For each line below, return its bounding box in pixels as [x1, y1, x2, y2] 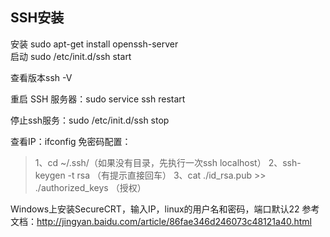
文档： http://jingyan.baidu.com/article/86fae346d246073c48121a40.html [10, 215, 312, 227]
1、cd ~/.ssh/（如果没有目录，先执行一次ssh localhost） [34, 156, 267, 168]
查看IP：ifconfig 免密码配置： [10, 135, 132, 147]
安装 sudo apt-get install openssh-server [10, 38, 179, 50]
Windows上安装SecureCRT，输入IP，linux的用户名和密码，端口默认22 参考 [10, 203, 320, 215]
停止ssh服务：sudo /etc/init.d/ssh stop [10, 114, 170, 126]
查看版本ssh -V [10, 71, 73, 83]
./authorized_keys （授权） [34, 181, 147, 193]
